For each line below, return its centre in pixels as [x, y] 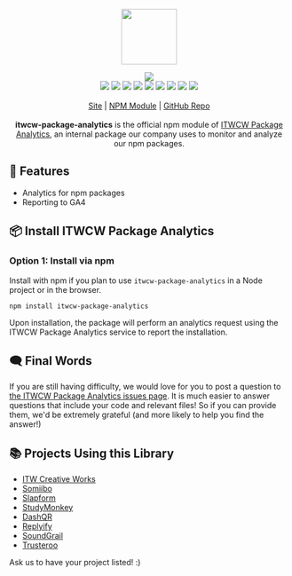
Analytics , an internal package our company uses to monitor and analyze [149, 134]
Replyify [37, 526]
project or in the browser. [55, 289]
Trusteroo [40, 545]
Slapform [39, 498]
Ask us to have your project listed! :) [75, 563]
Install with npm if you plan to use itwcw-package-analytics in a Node [136, 280]
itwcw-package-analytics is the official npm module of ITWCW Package [149, 125]
